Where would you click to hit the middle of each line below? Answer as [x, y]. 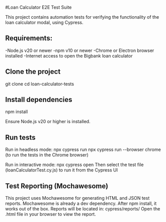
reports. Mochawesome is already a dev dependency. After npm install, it [81, 203]
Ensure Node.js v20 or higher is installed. [48, 122]
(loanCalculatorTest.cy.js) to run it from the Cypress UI [62, 170]
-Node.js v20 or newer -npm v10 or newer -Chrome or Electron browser [80, 50]
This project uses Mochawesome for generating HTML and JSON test [77, 198]
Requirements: [29, 38]
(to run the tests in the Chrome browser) [47, 155]
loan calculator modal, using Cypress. [44, 22]
